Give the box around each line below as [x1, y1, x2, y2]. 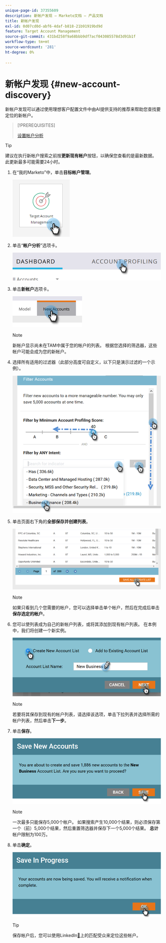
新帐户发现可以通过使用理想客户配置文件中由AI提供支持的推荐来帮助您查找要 [5, 106, 161, 112]
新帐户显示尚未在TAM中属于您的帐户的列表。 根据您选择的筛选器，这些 [12, 342, 157, 349]
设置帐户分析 [17, 133, 43, 139]
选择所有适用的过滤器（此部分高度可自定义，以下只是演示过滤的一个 [12, 359, 151, 365]
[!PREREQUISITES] [17, 122, 55, 128]
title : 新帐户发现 [5, 18, 40, 23]
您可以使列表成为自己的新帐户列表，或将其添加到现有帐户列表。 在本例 [12, 622, 157, 628]
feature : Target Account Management [5, 29, 81, 34]
